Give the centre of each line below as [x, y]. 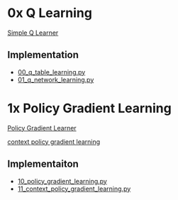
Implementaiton [43, 164]
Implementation [43, 55]
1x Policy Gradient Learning [89, 108]
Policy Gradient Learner [42, 128]
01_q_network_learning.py [56, 79]
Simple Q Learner [33, 33]
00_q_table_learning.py [51, 72]
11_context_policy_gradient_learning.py [74, 189]
